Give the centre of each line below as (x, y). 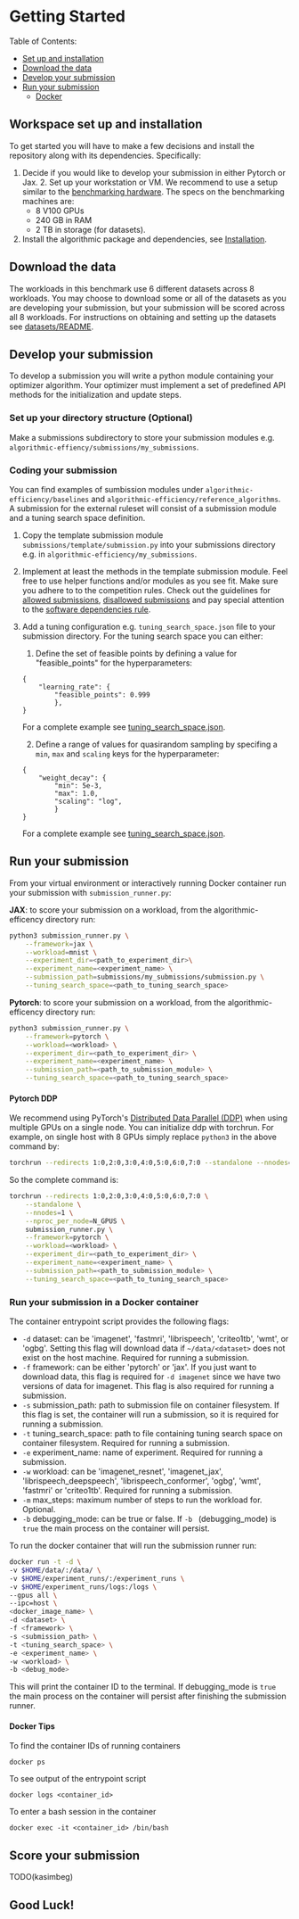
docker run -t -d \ (45, 1562)
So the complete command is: (64, 1180)
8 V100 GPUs (60, 211)
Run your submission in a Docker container (104, 1302)
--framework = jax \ (59, 944)
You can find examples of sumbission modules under (106, 489)
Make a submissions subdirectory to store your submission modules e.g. (142, 437)
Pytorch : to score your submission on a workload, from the (117, 1002)
